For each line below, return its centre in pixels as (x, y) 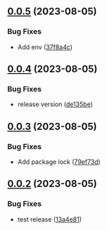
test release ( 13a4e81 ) (50, 219)
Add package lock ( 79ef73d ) (59, 162)
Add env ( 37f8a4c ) (45, 47)
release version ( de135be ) (55, 104)
